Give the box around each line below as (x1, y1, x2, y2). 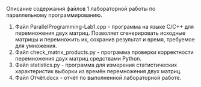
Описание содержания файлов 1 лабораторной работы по (6, 5, 156, 12)
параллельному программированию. (6, 11, 102, 19)
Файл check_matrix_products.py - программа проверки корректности (14, 49, 194, 56)
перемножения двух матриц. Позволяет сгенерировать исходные (14, 29, 186, 37)
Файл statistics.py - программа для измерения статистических (14, 61, 178, 68)
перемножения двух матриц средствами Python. (14, 55, 142, 62)
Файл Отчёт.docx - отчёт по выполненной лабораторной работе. (14, 74, 182, 81)
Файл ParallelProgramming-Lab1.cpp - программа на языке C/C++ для (14, 23, 194, 30)
